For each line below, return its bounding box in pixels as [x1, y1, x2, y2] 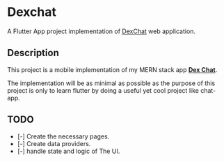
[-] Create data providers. [17, 139, 91, 147]
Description [7, 47, 59, 59]
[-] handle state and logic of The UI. [17, 147, 120, 155]
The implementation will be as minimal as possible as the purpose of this [7, 79, 216, 87]
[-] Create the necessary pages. [17, 132, 110, 141]
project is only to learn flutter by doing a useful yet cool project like [7, 86, 200, 94]
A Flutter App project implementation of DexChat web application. [7, 27, 196, 35]
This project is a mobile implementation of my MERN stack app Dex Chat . [7, 65, 218, 73]
